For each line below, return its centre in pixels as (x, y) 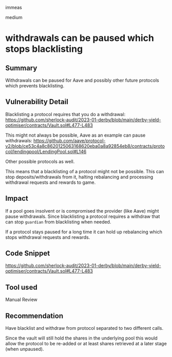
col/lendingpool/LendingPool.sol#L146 (46, 152)
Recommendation (34, 316)
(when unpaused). (25, 349)
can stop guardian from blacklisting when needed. (58, 222)
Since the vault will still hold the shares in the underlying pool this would (81, 338)
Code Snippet (28, 253)
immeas (14, 7)
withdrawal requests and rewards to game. (51, 182)
